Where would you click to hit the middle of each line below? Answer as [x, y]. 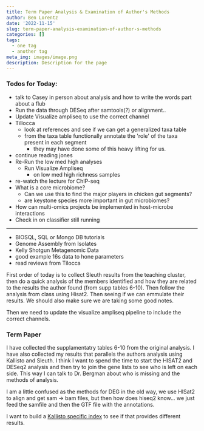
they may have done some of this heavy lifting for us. [100, 149]
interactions [30, 213]
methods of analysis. [32, 380]
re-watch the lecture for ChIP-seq [57, 181]
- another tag [29, 52]
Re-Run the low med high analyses [59, 161]
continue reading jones [44, 155]
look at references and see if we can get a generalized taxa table [105, 129]
